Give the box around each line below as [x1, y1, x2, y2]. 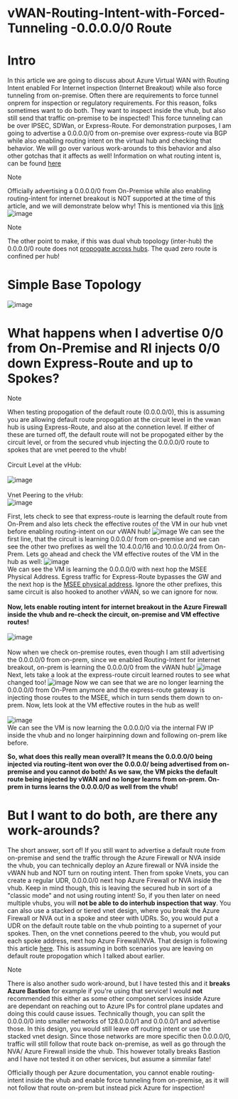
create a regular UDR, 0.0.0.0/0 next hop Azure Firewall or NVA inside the [7, 876, 222, 884]
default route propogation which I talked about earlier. [7, 951, 165, 960]
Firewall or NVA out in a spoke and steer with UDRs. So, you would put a [7, 914, 219, 922]
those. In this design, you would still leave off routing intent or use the [7, 1024, 211, 1033]
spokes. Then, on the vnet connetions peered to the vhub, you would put [7, 929, 221, 937]
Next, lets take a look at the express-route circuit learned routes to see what [7, 671, 230, 679]
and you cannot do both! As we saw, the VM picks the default [33, 767, 218, 776]
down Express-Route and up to [7, 355, 193, 372]
